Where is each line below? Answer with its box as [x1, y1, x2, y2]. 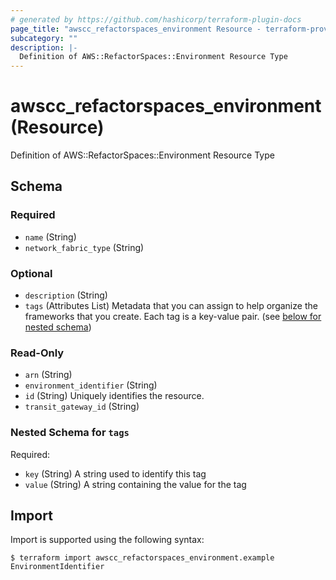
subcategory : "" [10, 33, 78, 43]
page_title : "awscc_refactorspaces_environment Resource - [10, 24, 262, 34]
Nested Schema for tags [10, 426, 130, 440]
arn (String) [24, 369, 73, 381]
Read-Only [10, 346, 65, 360]
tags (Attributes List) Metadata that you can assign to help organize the [24, 300, 318, 312]
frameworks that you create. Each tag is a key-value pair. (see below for [24, 311, 322, 323]
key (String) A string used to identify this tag [24, 467, 207, 480]
